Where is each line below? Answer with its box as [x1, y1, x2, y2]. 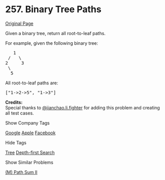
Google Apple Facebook [5, 130, 56, 136]
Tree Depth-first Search [5, 149, 55, 156]
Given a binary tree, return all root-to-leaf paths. [5, 30, 106, 36]
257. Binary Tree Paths [5, 4, 102, 15]
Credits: [5, 99, 23, 105]
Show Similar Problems [5, 159, 54, 165]
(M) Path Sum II [5, 169, 38, 175]
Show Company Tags [5, 119, 50, 126]
